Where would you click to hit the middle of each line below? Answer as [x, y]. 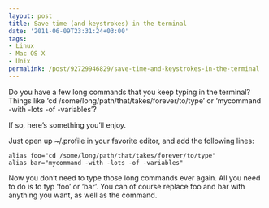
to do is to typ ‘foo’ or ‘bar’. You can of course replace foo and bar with [127, 186]
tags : [17, 39]
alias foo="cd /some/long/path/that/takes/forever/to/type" [113, 155]
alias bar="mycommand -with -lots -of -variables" [96, 162]
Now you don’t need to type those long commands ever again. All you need [134, 178]
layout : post [30, 16]
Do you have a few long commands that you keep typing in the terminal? [129, 92]
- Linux [22, 46]
